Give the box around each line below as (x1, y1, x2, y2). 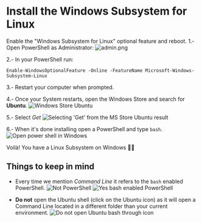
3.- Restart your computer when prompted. (6, 84, 114, 91)
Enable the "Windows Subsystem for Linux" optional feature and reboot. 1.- (6, 37, 195, 45)
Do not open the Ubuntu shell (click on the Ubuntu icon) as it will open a (15, 196, 196, 203)
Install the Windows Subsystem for (6, 4, 187, 18)
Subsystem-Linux (6, 73, 47, 79)
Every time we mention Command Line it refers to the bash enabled (15, 177, 184, 185)
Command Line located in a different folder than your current (15, 202, 168, 210)
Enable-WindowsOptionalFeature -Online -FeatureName (6, 67, 143, 74)
